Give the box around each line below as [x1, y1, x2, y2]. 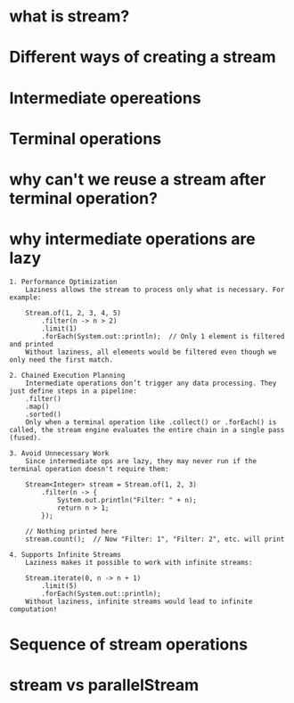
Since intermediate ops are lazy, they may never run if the [25, 456, 257, 465]
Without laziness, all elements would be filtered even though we [25, 347, 277, 356]
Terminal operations [9, 128, 162, 149]
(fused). [9, 433, 42, 442]
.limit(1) [41, 323, 78, 333]
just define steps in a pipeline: [9, 386, 138, 396]
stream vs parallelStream [9, 675, 200, 696]
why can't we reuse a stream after [9, 169, 266, 189]
